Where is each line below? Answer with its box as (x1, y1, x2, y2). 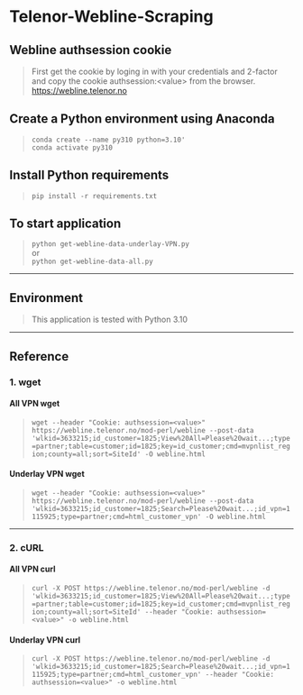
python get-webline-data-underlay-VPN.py (31, 240, 189, 249)
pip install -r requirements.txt (31, 191, 158, 200)
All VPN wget (9, 398, 60, 409)
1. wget (9, 376, 41, 389)
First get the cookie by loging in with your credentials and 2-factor (31, 66, 278, 77)
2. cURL (9, 541, 44, 553)
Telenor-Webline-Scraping (9, 6, 214, 27)
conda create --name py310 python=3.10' (31, 135, 186, 144)
